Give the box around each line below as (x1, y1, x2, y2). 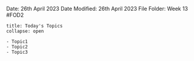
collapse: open (6, 28, 44, 34)
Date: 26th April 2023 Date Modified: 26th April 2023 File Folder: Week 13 (6, 5, 189, 12)
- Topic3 (6, 49, 28, 55)
